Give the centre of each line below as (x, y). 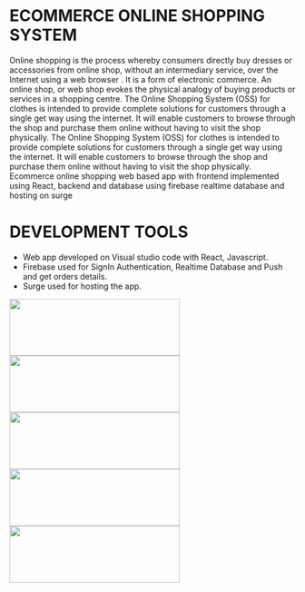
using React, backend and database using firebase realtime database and (147, 185)
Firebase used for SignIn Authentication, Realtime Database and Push (152, 266)
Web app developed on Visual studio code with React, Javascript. (145, 257)
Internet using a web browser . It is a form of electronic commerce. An (141, 79)
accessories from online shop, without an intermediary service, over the (144, 70)
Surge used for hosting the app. (82, 286)
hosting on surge (41, 195)
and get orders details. (64, 276)
